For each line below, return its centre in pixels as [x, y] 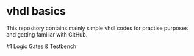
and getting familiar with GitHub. [47, 34]
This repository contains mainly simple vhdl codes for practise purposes [97, 28]
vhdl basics [36, 11]
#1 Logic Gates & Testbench [41, 46]
